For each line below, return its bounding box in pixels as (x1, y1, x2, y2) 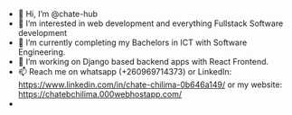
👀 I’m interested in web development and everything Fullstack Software (17, 18, 284, 29)
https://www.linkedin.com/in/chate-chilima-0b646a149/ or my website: (17, 79, 283, 90)
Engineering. (17, 47, 66, 57)
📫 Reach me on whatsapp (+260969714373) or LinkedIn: (17, 66, 232, 76)
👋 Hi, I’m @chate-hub (17, 9, 98, 19)
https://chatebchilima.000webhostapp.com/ (17, 89, 183, 99)
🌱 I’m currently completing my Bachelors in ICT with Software (17, 37, 248, 48)
